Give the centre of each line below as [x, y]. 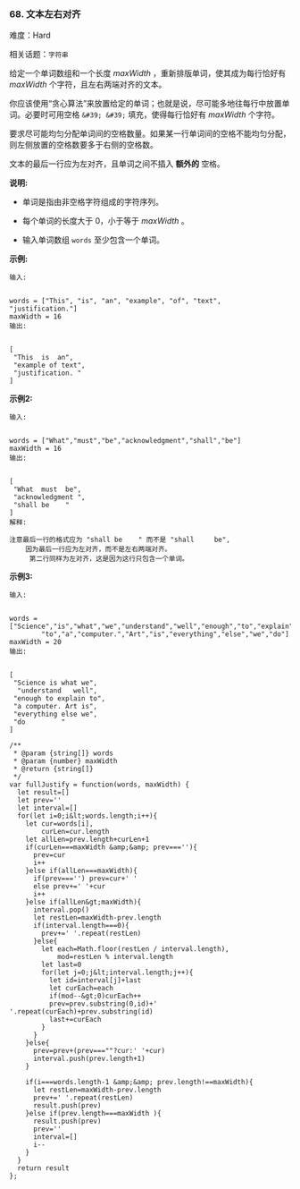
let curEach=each [81, 989]
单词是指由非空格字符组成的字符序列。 [92, 202]
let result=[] [43, 793]
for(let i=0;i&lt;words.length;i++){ [87, 816]
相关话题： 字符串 [39, 55]
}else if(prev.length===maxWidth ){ [94, 1114]
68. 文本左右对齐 [45, 13]
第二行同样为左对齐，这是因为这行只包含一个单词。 [109, 559]
